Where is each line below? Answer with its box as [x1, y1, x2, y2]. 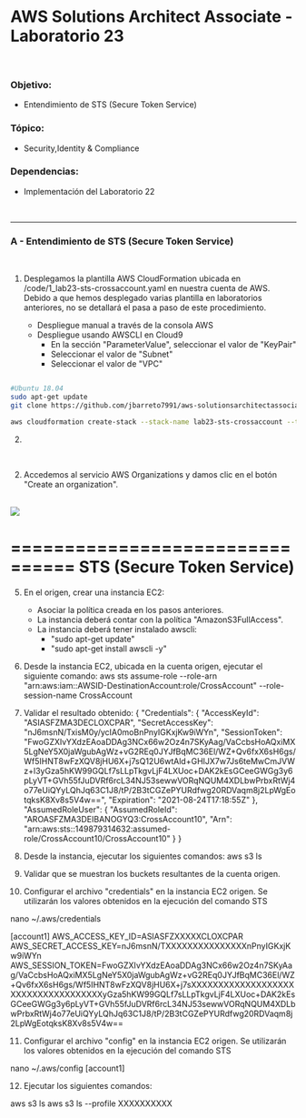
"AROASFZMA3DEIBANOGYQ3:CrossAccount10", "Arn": [23, 813, 232, 824]
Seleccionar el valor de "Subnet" [50, 348, 173, 360]
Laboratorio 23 [10, 25, 124, 46]
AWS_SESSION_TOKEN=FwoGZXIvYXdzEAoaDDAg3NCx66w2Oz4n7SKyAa [10, 960, 293, 971]
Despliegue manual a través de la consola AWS [36, 320, 214, 331]
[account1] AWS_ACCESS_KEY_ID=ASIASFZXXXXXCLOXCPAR [10, 931, 243, 942]
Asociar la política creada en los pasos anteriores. [36, 604, 224, 615]
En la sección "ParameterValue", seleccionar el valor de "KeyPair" [50, 339, 297, 350]
